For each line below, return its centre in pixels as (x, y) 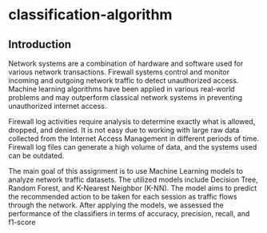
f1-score (22, 222)
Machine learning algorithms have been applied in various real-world (122, 89)
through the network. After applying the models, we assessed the (116, 205)
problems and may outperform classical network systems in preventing (125, 97)
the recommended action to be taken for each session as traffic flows (123, 197)
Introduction (40, 44)
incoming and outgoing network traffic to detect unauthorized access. (124, 80)
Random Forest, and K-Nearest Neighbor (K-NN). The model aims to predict (133, 188)
